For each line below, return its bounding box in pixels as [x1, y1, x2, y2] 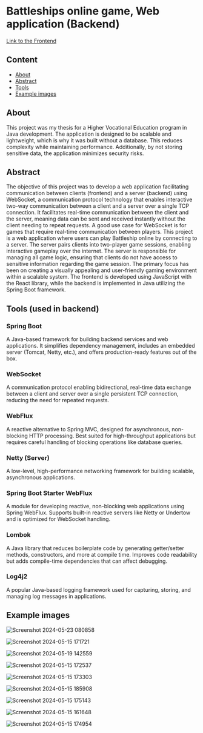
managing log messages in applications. [6, 592, 107, 600]
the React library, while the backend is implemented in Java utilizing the [6, 280, 185, 287]
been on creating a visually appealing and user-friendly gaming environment [6, 267, 197, 274]
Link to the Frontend [6, 37, 56, 44]
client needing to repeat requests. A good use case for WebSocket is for [6, 222, 187, 229]
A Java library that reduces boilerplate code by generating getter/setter [6, 544, 185, 552]
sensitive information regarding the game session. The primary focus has [6, 260, 189, 268]
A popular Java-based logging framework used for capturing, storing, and [6, 586, 191, 593]
